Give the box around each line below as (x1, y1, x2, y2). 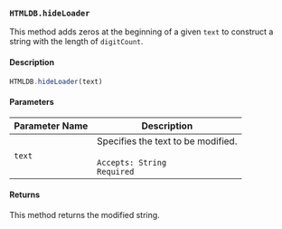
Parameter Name (14, 119, 89, 132)
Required (96, 167, 135, 177)
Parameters (9, 96, 54, 107)
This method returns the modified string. (9, 209, 160, 220)
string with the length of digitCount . (9, 36, 144, 47)
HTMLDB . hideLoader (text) (9, 77, 103, 86)
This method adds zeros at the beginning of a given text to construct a (9, 26, 274, 37)
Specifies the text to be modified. (96, 135, 238, 148)
